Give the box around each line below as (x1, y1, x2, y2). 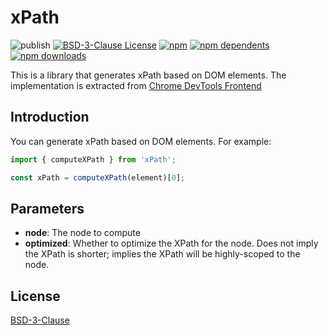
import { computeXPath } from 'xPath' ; (10, 154, 177, 165)
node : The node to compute (24, 227, 141, 239)
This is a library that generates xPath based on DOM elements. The (10, 69, 287, 81)
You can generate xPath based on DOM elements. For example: (10, 135, 272, 147)
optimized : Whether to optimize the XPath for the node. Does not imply (24, 237, 319, 250)
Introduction (10, 109, 90, 126)
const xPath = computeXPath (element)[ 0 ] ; (10, 172, 186, 183)
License (10, 287, 61, 305)
